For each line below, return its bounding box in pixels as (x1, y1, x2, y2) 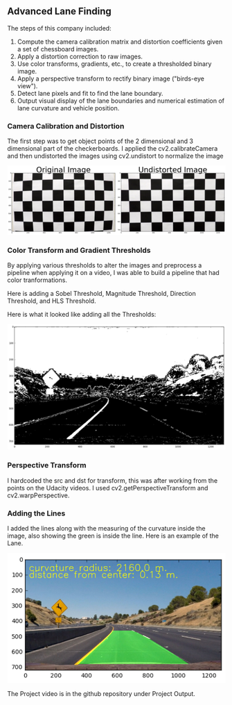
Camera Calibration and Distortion (7, 121, 125, 131)
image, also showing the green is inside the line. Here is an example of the (7, 531, 220, 540)
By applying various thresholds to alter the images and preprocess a (7, 260, 202, 269)
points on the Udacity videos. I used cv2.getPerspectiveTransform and (7, 483, 208, 492)
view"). (17, 81, 38, 90)
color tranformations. (7, 276, 68, 284)
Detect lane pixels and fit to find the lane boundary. (17, 89, 164, 97)
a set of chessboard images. (17, 44, 99, 53)
